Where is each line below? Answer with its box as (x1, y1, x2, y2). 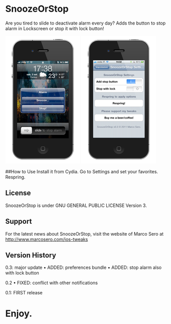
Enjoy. (5, 308, 32, 319)
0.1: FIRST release (5, 290, 43, 296)
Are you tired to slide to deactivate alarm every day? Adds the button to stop (5, 20, 166, 26)
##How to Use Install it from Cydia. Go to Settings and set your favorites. (5, 168, 158, 174)
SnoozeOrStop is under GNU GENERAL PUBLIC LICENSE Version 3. (5, 202, 147, 209)
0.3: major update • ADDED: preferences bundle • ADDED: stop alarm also (5, 264, 162, 271)
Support (5, 217, 32, 226)
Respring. (5, 174, 26, 180)
